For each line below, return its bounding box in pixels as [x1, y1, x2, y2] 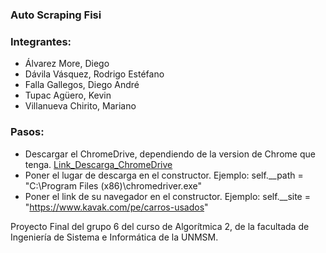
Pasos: [10, 125, 45, 139]
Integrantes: [10, 34, 72, 48]
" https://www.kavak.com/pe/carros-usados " [24, 201, 209, 213]
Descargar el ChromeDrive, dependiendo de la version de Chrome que [24, 148, 316, 160]
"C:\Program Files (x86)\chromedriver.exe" [24, 179, 203, 192]
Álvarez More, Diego [24, 58, 110, 70]
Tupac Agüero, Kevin [24, 89, 112, 102]
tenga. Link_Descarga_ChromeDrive [24, 158, 173, 170]
